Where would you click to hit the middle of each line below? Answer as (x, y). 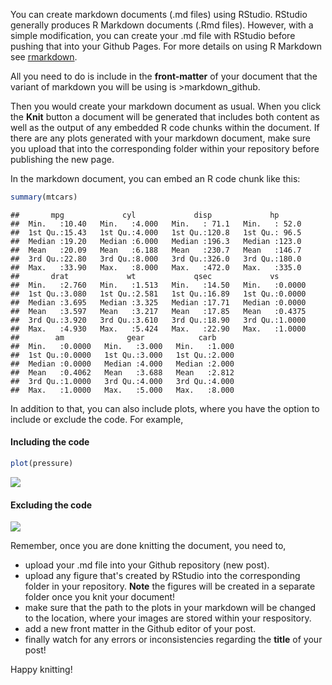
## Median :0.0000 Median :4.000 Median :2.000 (122, 364)
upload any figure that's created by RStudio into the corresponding (162, 576)
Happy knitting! (41, 670)
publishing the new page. (62, 159)
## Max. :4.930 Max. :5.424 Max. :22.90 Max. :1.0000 (158, 329)
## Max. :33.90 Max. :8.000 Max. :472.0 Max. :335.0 (156, 267)
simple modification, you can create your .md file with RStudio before (153, 35)
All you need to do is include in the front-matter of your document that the (164, 76)
